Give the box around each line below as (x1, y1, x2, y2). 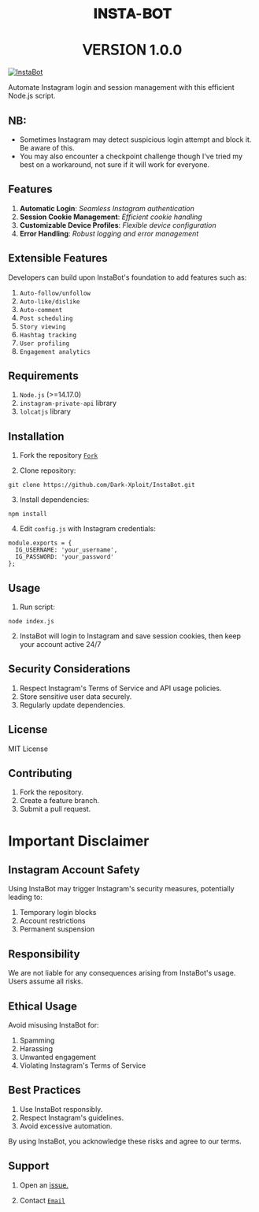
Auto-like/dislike (19, 297, 80, 306)
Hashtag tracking (19, 331, 77, 339)
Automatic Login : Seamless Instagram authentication (19, 203, 195, 213)
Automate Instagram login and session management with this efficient (8, 83, 235, 92)
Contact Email (19, 1195, 65, 1205)
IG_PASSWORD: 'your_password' (15, 553, 114, 561)
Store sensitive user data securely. (19, 691, 132, 701)
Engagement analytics (19, 348, 91, 355)
